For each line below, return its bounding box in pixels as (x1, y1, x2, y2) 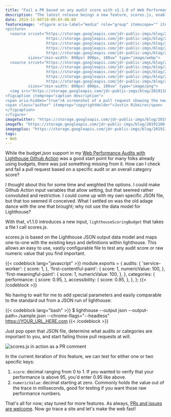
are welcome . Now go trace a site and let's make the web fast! (5, 406, 136, 412)
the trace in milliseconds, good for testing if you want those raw (12, 385, 147, 391)
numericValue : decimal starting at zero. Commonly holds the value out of (12, 380, 164, 386)
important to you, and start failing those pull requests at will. (5, 334, 131, 340)
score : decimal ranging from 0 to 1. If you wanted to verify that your (12, 369, 154, 375)
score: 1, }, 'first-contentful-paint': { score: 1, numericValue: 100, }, (26, 266, 165, 272)
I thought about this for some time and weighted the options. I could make (5, 182, 160, 188)
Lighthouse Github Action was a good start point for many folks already (5, 156, 155, 162)
